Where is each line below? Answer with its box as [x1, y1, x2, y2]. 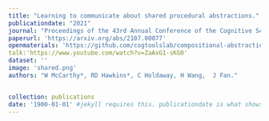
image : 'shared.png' [8, 64, 78, 72]
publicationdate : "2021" [8, 19, 91, 27]
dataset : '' [8, 57, 48, 65]
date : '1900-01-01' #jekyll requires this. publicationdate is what [8, 100, 242, 108]
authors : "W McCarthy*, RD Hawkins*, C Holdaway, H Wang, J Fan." [8, 71, 239, 79]
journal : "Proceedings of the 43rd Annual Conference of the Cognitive [8, 26, 252, 34]
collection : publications [8, 93, 94, 101]
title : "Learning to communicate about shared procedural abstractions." [8, 11, 260, 20]
